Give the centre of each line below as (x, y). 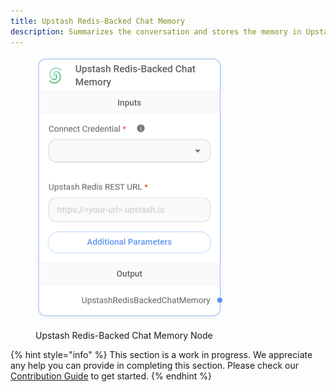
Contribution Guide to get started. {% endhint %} (111, 376)
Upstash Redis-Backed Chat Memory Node (124, 335)
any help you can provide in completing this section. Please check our (155, 365)
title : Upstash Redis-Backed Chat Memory (98, 21)
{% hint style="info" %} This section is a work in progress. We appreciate (161, 354)
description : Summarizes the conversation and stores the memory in (156, 31)
